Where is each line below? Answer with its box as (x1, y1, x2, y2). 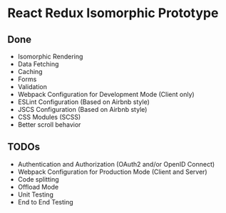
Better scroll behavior (17, 120, 81, 129)
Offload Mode (17, 182, 59, 191)
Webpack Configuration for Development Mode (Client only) (17, 90, 195, 98)
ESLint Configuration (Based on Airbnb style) (17, 98, 150, 106)
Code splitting (17, 175, 59, 183)
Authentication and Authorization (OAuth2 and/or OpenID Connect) (17, 160, 215, 168)
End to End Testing (17, 197, 73, 206)
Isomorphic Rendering (17, 52, 83, 61)
